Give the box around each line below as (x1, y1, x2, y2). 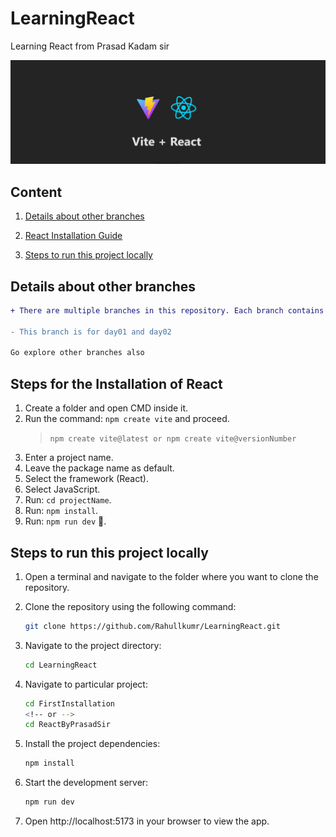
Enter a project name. (24, 452, 114, 464)
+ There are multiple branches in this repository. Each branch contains (10, 305, 325, 316)
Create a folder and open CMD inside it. (24, 402, 189, 414)
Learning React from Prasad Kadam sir (10, 40, 170, 52)
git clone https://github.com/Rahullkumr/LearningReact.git (24, 621, 281, 631)
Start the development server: (24, 777, 149, 789)
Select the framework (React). (24, 473, 149, 485)
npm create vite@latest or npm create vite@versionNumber (49, 434, 297, 444)
